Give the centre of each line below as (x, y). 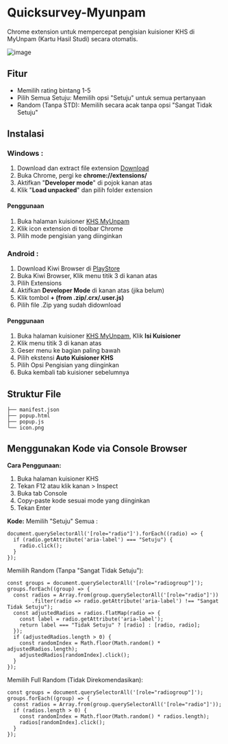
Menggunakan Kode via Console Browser (97, 449)
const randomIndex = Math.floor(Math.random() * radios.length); (115, 716)
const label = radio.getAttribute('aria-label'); (92, 619)
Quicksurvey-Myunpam (76, 13)
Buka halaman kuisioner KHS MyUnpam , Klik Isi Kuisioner (99, 336)
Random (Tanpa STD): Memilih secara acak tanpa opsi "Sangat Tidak (114, 105)
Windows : (25, 154)
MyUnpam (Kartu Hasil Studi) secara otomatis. (73, 38)
